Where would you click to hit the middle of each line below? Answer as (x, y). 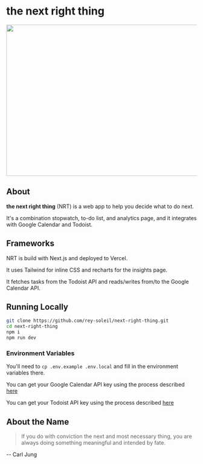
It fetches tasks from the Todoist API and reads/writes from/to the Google (98, 281)
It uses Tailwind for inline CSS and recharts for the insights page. (87, 270)
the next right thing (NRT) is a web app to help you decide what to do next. (100, 206)
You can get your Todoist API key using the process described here (90, 403)
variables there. (26, 373)
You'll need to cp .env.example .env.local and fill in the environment (92, 367)
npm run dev (21, 338)
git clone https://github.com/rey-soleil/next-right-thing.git (88, 321)
